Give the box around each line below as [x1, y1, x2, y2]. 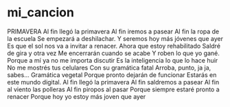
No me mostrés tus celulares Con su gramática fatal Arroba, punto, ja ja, [7, 63, 211, 72]
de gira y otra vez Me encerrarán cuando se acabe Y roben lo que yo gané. [7, 49, 220, 57]
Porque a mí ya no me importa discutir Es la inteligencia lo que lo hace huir [7, 56, 218, 64]
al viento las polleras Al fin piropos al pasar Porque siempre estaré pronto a [7, 85, 220, 93]
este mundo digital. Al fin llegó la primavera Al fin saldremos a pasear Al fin [7, 78, 220, 86]
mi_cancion [7, 5, 74, 20]
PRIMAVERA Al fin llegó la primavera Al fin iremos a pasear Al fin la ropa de [7, 27, 220, 35]
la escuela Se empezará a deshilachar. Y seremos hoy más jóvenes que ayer [7, 34, 223, 42]
